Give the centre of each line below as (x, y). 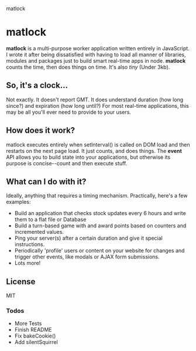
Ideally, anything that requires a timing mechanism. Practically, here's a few (97, 196)
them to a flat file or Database (50, 220)
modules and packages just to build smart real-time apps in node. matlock (96, 60)
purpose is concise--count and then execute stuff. (67, 163)
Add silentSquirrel (36, 342)
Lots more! (27, 263)
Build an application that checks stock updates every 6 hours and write (100, 213)
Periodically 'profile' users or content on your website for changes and (99, 251)
